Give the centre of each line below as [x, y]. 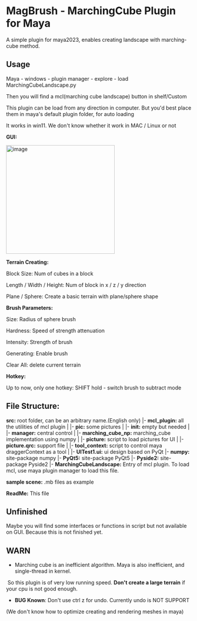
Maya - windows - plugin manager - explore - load [67, 78]
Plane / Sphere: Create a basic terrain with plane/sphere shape [82, 296]
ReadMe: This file [28, 493]
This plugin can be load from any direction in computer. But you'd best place [99, 108]
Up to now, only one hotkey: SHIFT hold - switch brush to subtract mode [94, 388]
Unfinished [27, 512]
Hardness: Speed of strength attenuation [55, 331]
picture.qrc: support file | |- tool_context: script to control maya [84, 445]
